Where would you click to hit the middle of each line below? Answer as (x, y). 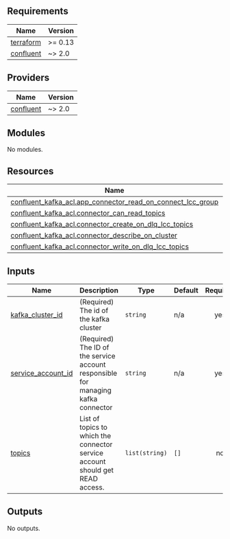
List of (90, 419)
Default (186, 290)
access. (92, 488)
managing (95, 391)
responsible (99, 374)
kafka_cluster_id (37, 315)
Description (99, 290)
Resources (30, 171)
